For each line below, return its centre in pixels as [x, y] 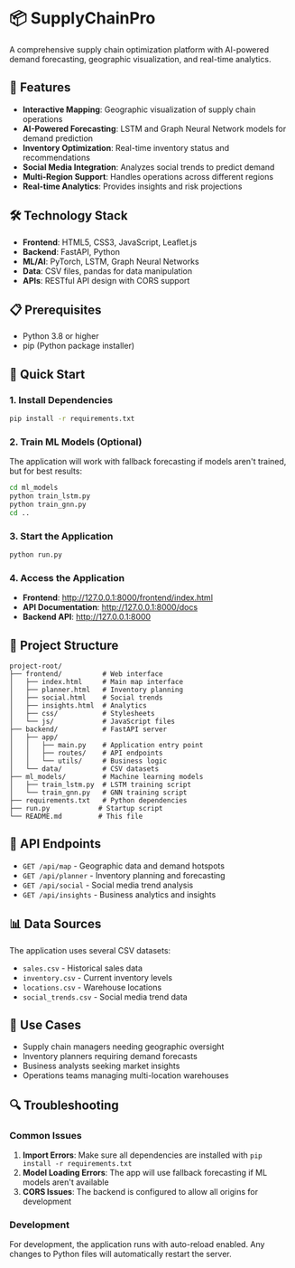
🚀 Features [40, 88]
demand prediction [57, 138]
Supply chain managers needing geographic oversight [123, 1047]
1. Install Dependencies [61, 399]
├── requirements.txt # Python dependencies [98, 801]
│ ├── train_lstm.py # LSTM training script [101, 785]
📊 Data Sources [55, 924]
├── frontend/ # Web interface [87, 674]
